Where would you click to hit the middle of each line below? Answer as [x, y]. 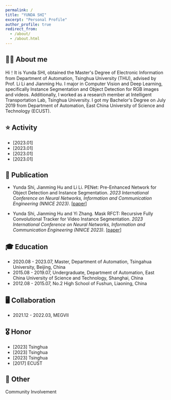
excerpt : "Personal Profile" [36, 19]
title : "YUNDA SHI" [26, 15]
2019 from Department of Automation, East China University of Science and [85, 105]
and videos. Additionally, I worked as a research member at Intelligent [79, 94]
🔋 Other [18, 379]
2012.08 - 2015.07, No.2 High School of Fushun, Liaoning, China [80, 284]
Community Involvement [31, 392]
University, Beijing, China [39, 267]
